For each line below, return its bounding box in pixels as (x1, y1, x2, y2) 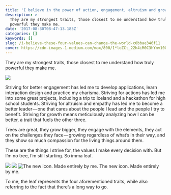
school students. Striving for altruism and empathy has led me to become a (5, 100, 163, 106)
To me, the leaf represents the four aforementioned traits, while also (5, 178, 148, 184)
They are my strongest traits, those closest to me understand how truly (5, 59, 154, 65)
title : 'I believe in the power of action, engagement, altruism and (5, 7, 156, 13)
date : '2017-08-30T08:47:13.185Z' (5, 26, 79, 32)
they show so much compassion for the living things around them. (5, 137, 144, 143)
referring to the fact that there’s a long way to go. (5, 184, 108, 190)
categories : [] (5, 31, 38, 36)
